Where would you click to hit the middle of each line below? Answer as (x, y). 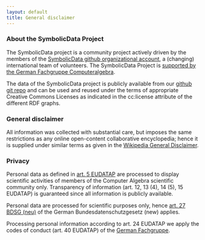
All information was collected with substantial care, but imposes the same (99, 133)
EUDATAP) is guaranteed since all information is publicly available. (90, 194)
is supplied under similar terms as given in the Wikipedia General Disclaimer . (102, 145)
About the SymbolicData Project (55, 39)
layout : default (27, 12)
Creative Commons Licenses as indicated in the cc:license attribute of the (99, 96)
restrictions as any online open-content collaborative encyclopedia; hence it (102, 139)
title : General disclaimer (41, 18)
